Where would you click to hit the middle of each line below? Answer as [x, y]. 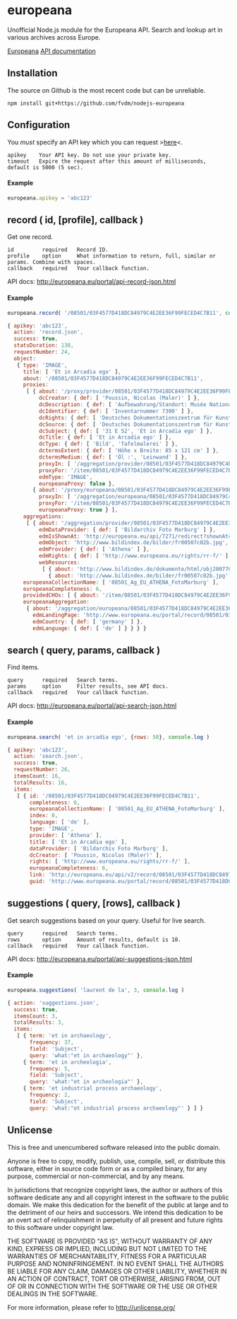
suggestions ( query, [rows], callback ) [94, 903]
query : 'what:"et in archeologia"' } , [86, 1082]
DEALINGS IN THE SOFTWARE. [53, 1294]
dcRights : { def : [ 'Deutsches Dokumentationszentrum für [126, 417]
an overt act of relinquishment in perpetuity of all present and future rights [115, 1220]
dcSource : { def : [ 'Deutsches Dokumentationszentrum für [126, 424]
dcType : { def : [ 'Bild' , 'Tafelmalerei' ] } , [108, 444]
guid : [37, 882]
